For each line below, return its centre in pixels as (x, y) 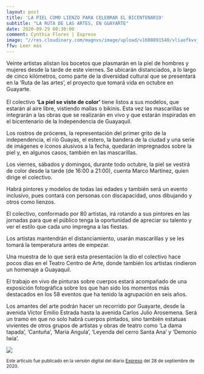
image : (15, 40)
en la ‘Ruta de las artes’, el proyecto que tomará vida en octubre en (90, 82)
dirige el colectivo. (29, 177)
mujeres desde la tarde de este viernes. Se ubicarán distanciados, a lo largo (101, 69)
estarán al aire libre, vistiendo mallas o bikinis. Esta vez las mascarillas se (98, 108)
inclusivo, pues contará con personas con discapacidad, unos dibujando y (99, 195)
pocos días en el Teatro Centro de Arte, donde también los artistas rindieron (101, 263)
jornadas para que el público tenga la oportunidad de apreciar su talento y (99, 220)
